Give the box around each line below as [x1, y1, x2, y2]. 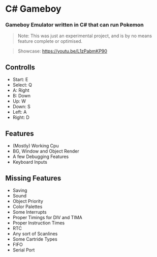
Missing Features [5, 174, 61, 183]
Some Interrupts [12, 209, 47, 215]
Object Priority [12, 198, 43, 204]
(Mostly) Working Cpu [12, 143, 59, 149]
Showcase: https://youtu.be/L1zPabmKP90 [17, 48, 108, 54]
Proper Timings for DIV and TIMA [12, 214, 82, 220]
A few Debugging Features [12, 153, 69, 160]
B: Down [12, 93, 30, 99]
